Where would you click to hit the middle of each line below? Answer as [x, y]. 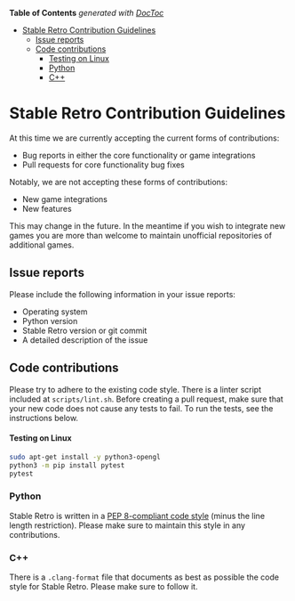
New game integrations [65, 199]
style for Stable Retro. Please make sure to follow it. [104, 586]
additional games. [42, 245]
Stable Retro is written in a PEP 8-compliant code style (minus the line [137, 516]
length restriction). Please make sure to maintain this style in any [128, 525]
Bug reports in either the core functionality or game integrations [139, 155]
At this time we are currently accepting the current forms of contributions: [144, 138]
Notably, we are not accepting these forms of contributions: [119, 182]
